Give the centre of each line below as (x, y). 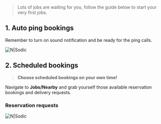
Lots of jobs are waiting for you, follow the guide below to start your (87, 7)
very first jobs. (32, 12)
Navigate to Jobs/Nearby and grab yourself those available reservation (79, 87)
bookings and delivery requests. (38, 92)
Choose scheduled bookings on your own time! (67, 77)
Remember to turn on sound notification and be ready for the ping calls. (79, 40)
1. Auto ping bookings (39, 28)
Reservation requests (32, 105)
